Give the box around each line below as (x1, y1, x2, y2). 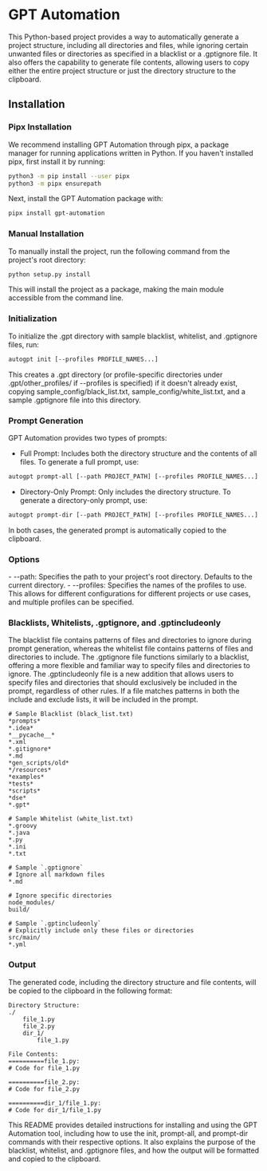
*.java (8, 829, 30, 837)
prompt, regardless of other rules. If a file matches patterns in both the (8, 686, 240, 696)
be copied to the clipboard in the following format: (8, 986, 173, 995)
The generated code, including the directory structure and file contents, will (8, 977, 257, 987)
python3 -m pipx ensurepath (8, 180, 102, 188)
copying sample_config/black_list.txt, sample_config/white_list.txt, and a (8, 386, 245, 396)
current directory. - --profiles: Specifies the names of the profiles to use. (8, 580, 247, 590)
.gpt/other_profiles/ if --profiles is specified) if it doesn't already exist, (8, 378, 238, 388)
